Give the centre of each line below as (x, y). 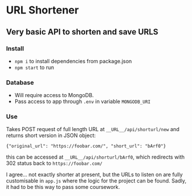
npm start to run (34, 67)
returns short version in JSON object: (51, 136)
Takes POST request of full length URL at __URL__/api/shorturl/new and (93, 129)
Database (20, 82)
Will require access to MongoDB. (54, 95)
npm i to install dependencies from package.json (73, 61)
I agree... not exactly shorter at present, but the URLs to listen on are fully (95, 175)
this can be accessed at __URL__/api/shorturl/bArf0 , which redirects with (95, 157)
